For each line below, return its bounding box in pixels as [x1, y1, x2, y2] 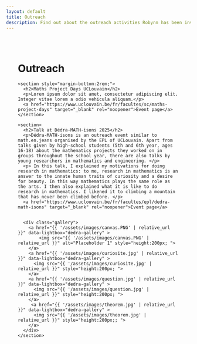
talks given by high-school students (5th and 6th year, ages [18, 143, 173, 149]
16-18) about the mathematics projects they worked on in [18, 148, 162, 154]
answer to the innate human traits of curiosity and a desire [18, 174, 173, 180]
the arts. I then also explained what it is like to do [18, 184, 157, 190]
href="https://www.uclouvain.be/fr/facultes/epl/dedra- [30, 199, 171, 205]
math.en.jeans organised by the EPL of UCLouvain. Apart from [18, 137, 173, 144]
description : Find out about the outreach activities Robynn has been [6, 19, 182, 25]
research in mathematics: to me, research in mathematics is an [18, 168, 178, 174]
